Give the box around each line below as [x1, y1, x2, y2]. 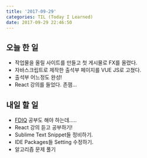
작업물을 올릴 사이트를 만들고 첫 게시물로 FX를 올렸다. [14, 59, 138, 66]
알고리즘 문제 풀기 [14, 146, 56, 153]
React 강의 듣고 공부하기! [14, 124, 73, 130]
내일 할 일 [6, 100, 39, 110]
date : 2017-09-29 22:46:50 [6, 19, 72, 25]
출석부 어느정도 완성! [14, 74, 62, 81]
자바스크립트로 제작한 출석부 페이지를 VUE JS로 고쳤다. [14, 67, 142, 74]
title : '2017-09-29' [6, 8, 57, 15]
